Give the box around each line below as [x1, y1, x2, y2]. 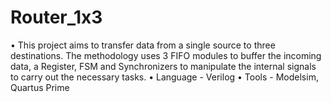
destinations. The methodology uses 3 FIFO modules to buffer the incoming [10, 49, 322, 61]
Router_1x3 [10, 6, 103, 29]
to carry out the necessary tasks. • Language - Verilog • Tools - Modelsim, [10, 71, 319, 83]
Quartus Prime [10, 81, 70, 93]
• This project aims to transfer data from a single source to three [10, 39, 276, 51]
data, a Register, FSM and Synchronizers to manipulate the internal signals [10, 60, 317, 72]
